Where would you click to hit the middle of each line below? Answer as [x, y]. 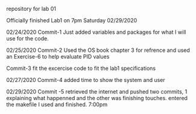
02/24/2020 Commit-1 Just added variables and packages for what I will [96, 32]
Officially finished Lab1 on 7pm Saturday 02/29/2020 [72, 20]
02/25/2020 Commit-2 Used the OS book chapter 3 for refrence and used [98, 50]
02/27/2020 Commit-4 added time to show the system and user [86, 80]
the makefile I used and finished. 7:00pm [57, 104]
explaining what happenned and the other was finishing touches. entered [97, 98]
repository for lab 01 [31, 9]
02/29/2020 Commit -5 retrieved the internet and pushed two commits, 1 [97, 92]
